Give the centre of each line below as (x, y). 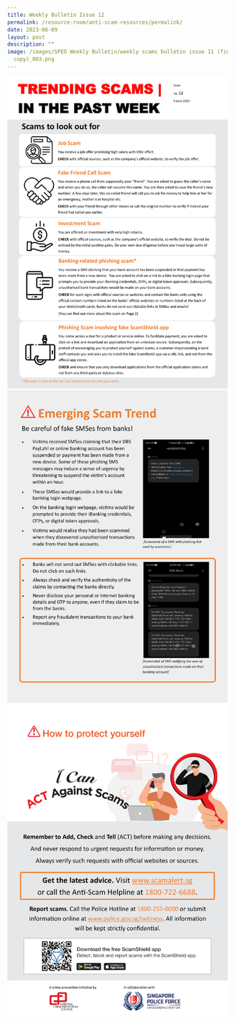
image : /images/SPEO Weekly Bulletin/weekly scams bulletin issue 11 (111, 52)
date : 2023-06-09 (33, 29)
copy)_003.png (34, 60)
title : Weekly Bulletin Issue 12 (56, 15)
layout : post (26, 37)
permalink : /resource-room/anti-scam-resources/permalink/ (95, 22)
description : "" (31, 45)
